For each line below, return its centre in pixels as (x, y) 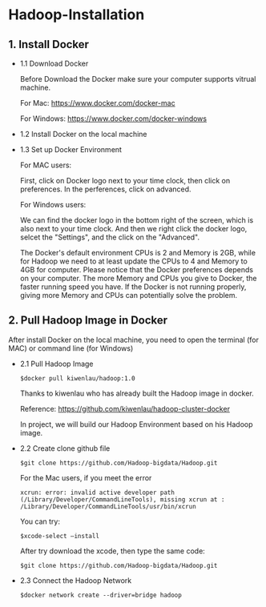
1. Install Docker (49, 44)
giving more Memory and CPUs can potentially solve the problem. (129, 295)
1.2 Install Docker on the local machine (83, 134)
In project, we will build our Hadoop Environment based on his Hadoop (136, 424)
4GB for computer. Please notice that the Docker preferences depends (137, 269)
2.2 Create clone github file (65, 448)
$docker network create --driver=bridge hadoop (101, 595)
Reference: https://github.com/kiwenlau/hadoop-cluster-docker (125, 408)
